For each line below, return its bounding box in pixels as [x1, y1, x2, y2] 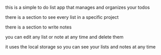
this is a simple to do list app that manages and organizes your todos [5, 5, 150, 10]
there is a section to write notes [5, 24, 72, 30]
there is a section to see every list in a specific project [5, 14, 119, 20]
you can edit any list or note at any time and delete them [5, 34, 124, 40]
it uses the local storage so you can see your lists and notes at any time [5, 44, 156, 50]
